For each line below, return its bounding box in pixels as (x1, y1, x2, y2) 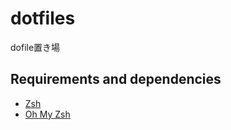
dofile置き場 (10, 41, 61, 53)
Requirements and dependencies (10, 71, 222, 88)
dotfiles (10, 7, 76, 30)
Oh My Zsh (24, 108, 71, 120)
